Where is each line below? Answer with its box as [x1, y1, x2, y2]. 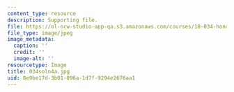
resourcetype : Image [7, 62, 68, 68]
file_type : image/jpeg [7, 29, 73, 37]
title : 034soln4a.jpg [7, 68, 70, 75]
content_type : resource [7, 10, 77, 17]
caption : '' [13, 42, 49, 49]
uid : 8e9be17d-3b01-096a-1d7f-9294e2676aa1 [7, 74, 136, 82]
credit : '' [13, 49, 45, 56]
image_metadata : [7, 36, 54, 43]
